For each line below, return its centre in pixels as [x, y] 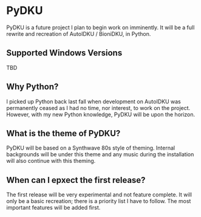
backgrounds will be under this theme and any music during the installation [100, 154]
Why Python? [32, 87]
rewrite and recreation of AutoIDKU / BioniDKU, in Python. [79, 33]
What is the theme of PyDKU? [63, 133]
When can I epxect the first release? [76, 180]
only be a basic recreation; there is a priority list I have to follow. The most [99, 201]
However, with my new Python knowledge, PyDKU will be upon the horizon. [101, 114]
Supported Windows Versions [64, 53]
